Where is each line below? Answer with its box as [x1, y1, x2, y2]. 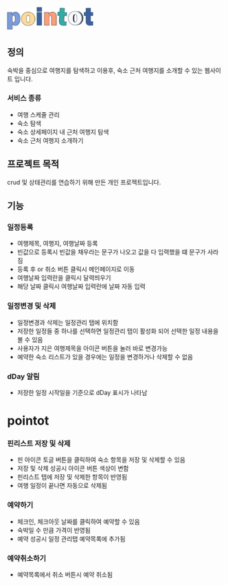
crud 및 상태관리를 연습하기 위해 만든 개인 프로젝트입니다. [7, 178, 161, 186]
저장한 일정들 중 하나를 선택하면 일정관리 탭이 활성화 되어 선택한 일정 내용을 [16, 327, 219, 335]
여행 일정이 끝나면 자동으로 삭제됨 [16, 482, 108, 490]
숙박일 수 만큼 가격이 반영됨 [16, 526, 91, 534]
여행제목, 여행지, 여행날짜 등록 [16, 240, 98, 248]
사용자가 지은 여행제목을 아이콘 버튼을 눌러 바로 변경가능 [16, 344, 168, 352]
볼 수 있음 [16, 335, 43, 343]
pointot [7, 413, 49, 429]
